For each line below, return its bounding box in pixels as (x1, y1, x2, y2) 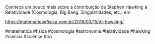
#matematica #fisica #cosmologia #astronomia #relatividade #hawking (5, 28, 151, 34)
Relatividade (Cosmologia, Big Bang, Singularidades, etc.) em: (5, 9, 132, 15)
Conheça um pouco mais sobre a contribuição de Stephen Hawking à (5, 4, 148, 10)
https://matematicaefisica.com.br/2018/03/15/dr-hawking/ (5, 19, 124, 24)
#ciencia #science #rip (5, 34, 52, 39)
